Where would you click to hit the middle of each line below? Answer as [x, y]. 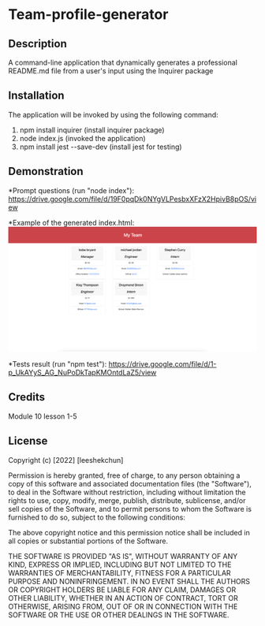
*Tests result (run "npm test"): [58, 364]
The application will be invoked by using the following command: [113, 114]
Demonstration [46, 171]
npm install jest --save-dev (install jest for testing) [101, 147]
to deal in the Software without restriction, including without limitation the [127, 492]
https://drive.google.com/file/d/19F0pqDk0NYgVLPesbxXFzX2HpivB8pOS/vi [132, 199]
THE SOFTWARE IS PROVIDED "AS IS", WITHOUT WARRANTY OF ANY [123, 556]
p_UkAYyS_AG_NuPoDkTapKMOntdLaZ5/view [82, 373]
